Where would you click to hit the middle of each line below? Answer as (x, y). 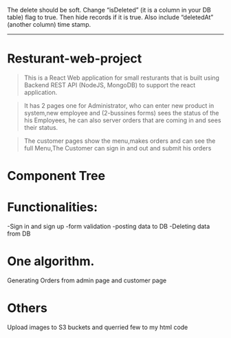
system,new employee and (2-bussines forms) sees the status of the (121, 113)
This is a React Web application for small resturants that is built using (122, 78)
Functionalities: (53, 207)
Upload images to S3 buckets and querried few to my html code (98, 327)
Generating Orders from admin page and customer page (87, 280)
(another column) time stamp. (49, 24)
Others (27, 308)
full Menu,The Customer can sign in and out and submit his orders (118, 148)
